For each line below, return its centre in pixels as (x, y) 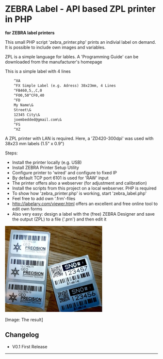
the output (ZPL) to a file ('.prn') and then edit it (59, 219)
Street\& (23, 110)
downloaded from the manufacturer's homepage (54, 62)
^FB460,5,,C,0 (28, 90)
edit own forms (27, 209)
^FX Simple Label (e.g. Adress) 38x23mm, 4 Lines (65, 85)
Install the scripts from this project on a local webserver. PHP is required (84, 188)
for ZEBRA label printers (30, 33)
